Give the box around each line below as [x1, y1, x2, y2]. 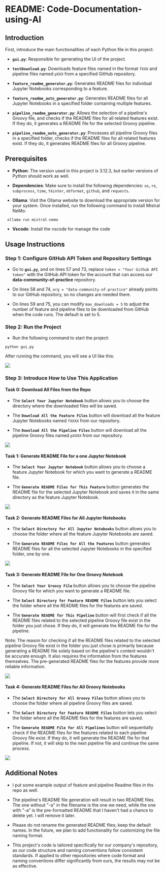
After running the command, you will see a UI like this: [5, 353, 115, 359]
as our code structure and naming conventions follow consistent [12, 847, 143, 853]
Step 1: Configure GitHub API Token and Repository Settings [5, 255, 152, 262]
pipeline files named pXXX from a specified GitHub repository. [12, 71, 136, 77]
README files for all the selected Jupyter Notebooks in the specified [12, 546, 152, 552]
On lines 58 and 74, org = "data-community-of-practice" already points [12, 286, 158, 292]
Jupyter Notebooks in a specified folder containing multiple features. [12, 100, 152, 106]
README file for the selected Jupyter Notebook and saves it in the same [12, 489, 159, 495]
